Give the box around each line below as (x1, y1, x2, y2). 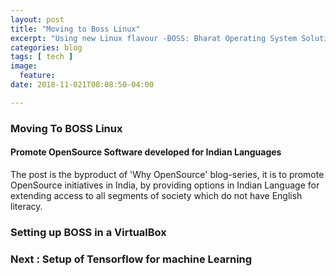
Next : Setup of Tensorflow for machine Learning (10, 252, 253, 266)
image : (10, 61, 38, 71)
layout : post (10, 14, 65, 25)
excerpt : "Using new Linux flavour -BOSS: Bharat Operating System (10, 33, 298, 43)
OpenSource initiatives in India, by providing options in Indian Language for (10, 179, 320, 191)
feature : (19, 71, 56, 81)
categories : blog (10, 42, 83, 53)
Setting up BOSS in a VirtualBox (10, 225, 167, 239)
